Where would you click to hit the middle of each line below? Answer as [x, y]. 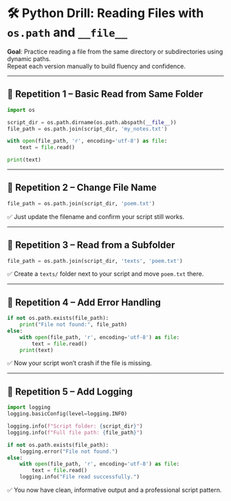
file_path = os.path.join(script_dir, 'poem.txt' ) [81, 203]
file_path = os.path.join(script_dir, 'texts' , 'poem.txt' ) [95, 261]
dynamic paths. [29, 58]
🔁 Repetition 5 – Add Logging [70, 392]
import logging [29, 408]
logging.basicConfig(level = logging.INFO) [67, 414]
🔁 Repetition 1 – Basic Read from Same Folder [105, 94]
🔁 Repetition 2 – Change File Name [82, 188]
